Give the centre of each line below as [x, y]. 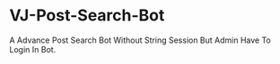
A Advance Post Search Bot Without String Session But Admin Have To [140, 40]
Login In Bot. [33, 49]
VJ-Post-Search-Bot [87, 16]
